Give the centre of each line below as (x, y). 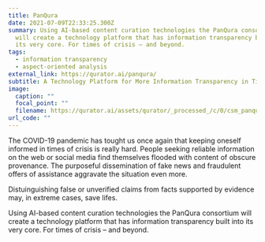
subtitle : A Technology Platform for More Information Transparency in (128, 81)
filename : (31, 111)
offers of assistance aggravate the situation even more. (98, 173)
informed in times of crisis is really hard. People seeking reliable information (131, 149)
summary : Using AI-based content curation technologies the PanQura (123, 30)
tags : (17, 52)
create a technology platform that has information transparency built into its (131, 221)
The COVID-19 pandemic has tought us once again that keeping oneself (125, 140)
